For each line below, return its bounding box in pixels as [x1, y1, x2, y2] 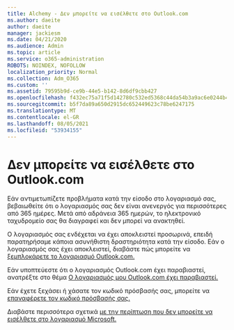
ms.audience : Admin [7, 42, 64, 49]
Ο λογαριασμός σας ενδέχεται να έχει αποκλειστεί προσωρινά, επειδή [7, 230, 213, 239]
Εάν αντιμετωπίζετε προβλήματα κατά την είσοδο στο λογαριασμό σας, [7, 194, 217, 203]
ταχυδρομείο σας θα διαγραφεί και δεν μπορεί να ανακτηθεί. [7, 217, 186, 225]
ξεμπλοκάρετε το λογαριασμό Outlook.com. [7, 252, 135, 261]
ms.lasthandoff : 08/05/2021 [7, 120, 89, 127]
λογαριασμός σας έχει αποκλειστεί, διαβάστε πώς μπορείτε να [7, 245, 191, 253]
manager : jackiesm [7, 29, 61, 37]
